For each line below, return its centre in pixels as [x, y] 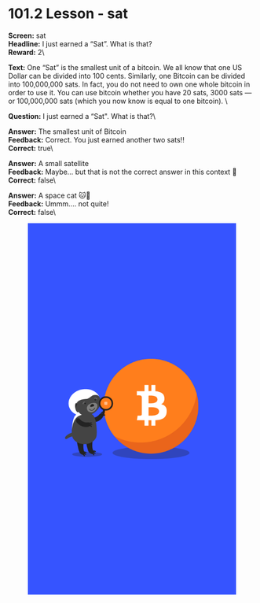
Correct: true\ [31, 148]
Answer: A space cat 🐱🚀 [49, 195]
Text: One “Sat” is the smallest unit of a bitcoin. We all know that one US [125, 67]
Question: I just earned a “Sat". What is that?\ [82, 116]
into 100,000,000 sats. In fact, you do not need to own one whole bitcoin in [129, 84]
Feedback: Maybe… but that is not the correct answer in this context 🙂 [123, 172]
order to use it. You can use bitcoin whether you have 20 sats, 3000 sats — [130, 92]
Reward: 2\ [26, 52]
